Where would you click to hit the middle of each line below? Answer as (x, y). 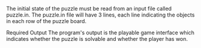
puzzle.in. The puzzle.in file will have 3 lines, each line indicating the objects (100, 15)
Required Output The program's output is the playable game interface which (100, 33)
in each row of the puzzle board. (46, 21)
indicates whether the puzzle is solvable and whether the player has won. (97, 39)
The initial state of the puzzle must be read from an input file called (89, 9)
